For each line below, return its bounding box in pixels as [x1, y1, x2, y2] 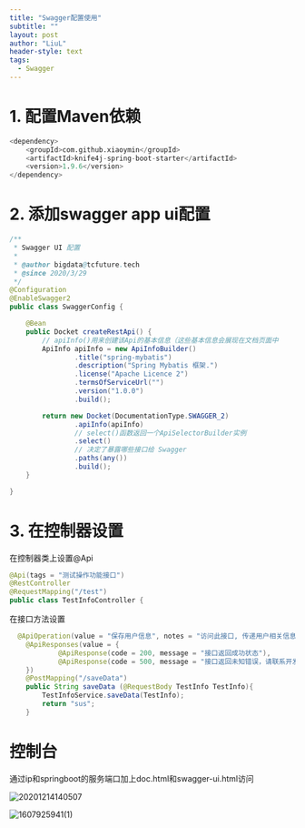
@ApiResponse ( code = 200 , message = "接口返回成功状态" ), [57, 648, 271, 658]
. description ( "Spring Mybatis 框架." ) [74, 361, 219, 370]
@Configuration [9, 286, 67, 295]
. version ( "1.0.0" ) [74, 387, 144, 396]
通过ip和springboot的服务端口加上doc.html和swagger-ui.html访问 [9, 772, 254, 783]
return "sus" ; [42, 700, 95, 709]
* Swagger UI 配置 [13, 243, 81, 252]
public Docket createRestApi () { [25, 327, 152, 337]
